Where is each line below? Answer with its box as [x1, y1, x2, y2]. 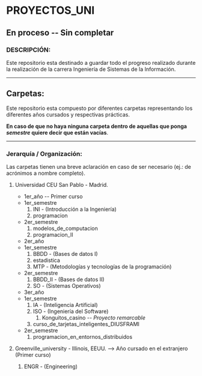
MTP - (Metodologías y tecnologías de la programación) [32, 262, 172, 270]
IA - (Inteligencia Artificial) [32, 301, 98, 308]
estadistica [32, 256, 60, 264]
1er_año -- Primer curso [23, 193, 83, 200]
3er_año [23, 288, 44, 296]
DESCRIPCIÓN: [6, 46, 51, 54]
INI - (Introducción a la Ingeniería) [32, 205, 117, 213]
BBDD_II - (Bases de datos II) [32, 276, 105, 283]
